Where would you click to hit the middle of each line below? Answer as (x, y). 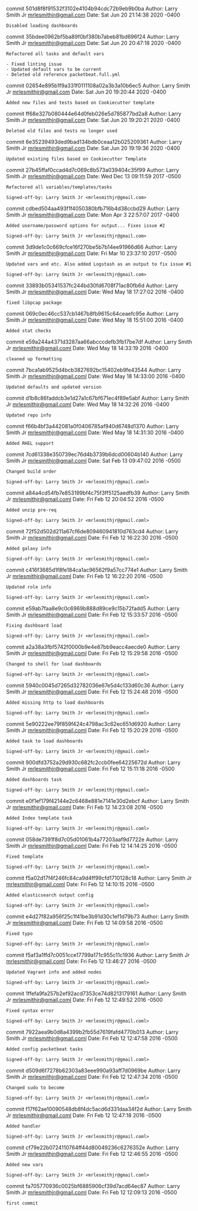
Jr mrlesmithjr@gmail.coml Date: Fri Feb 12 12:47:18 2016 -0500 (84, 1115)
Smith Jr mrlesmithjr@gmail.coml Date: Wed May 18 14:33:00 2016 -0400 (95, 376)
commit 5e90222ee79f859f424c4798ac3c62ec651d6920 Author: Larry (93, 724)
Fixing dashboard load (34, 626)
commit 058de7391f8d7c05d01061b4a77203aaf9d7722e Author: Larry (92, 840)
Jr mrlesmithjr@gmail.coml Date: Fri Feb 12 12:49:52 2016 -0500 (85, 1000)
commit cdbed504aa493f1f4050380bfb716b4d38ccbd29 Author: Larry (93, 209)
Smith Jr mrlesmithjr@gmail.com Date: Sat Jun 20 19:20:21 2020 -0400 (93, 120)
